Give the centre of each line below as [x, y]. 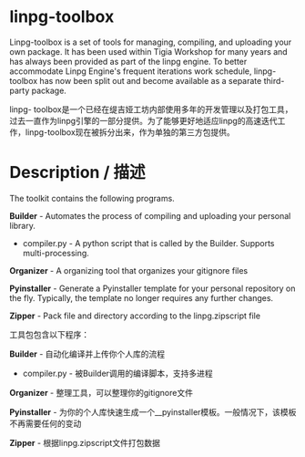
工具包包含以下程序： [49, 334]
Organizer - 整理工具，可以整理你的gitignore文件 [102, 392]
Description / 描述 [77, 173]
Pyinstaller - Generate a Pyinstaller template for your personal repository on [152, 288]
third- [274, 80]
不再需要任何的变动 [46, 423]
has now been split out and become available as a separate [151, 80]
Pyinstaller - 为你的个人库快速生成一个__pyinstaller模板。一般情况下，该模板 [153, 411]
